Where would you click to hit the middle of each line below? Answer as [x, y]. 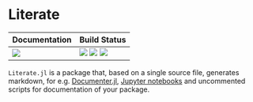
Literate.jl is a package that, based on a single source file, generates [124, 72]
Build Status [103, 40]
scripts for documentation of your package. [79, 89]
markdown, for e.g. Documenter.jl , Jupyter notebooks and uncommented [127, 81]
